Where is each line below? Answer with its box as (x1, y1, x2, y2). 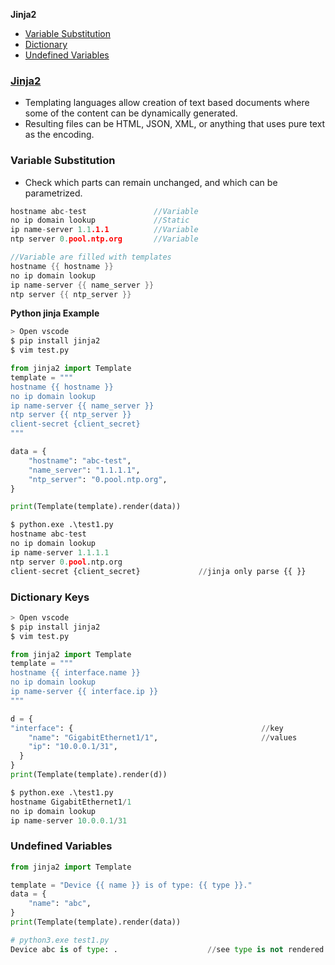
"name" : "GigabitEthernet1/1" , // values (28, 732, 298, 743)
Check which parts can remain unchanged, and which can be (24, 176, 278, 188)
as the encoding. (24, 129, 95, 141)
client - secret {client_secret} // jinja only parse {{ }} (10, 566, 307, 576)
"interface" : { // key (10, 723, 284, 733)
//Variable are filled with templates (10, 252, 172, 263)
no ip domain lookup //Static (10, 215, 190, 226)
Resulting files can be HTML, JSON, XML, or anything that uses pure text (24, 118, 326, 130)
